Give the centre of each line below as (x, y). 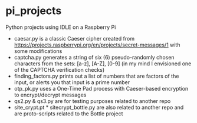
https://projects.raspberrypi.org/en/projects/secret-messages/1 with (97, 45)
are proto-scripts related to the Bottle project (68, 114)
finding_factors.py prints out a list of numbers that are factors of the (96, 76)
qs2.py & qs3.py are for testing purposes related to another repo (92, 101)
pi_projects (34, 11)
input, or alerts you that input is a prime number (72, 82)
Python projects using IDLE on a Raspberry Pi (61, 27)
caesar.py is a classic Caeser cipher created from (74, 38)
